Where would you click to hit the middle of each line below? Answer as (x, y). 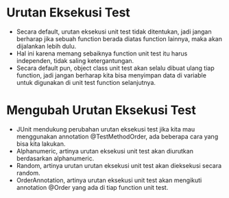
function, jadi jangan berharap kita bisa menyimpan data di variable (111, 75)
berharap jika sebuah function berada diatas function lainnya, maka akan (119, 38)
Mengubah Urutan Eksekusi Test (101, 110)
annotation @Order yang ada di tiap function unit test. (92, 187)
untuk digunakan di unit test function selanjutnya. (86, 82)
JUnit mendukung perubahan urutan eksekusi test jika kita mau (106, 129)
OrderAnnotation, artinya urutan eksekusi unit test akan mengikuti (109, 180)
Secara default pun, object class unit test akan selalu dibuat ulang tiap (115, 68)
